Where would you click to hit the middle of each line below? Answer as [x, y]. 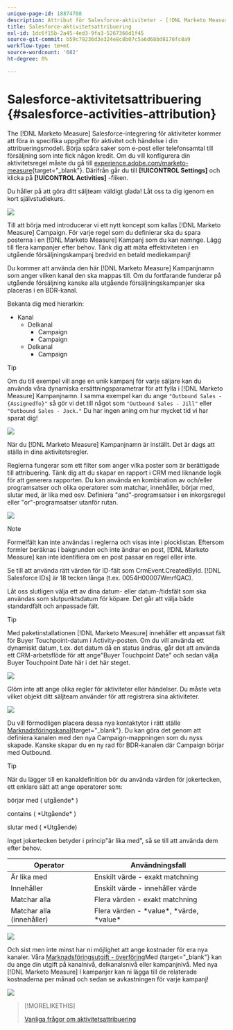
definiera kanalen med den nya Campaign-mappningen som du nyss [105, 737]
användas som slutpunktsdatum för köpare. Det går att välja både [101, 598]
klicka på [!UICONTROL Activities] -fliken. [68, 177]
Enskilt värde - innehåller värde [146, 888]
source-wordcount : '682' [43, 53]
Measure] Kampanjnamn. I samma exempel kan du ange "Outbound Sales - [114, 395]
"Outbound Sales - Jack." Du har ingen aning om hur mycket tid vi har [108, 410]
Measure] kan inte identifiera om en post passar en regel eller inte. [102, 557]
